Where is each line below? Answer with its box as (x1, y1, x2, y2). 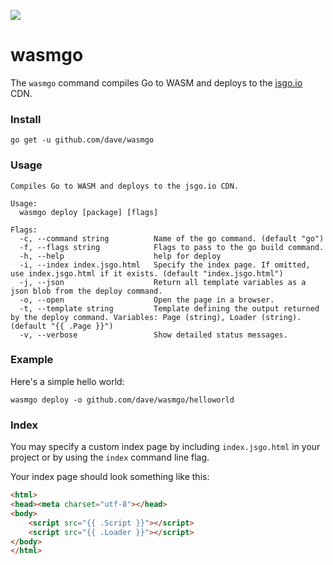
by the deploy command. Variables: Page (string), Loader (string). (10, 312, 302, 322)
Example (10, 353, 54, 367)
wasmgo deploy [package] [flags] (19, 207, 159, 217)
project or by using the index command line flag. (10, 451, 210, 464)
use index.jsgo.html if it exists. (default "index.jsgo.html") (10, 268, 284, 279)
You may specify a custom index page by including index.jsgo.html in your (10, 441, 321, 453)
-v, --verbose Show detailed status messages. (19, 330, 288, 340)
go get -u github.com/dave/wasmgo (10, 135, 155, 145)
